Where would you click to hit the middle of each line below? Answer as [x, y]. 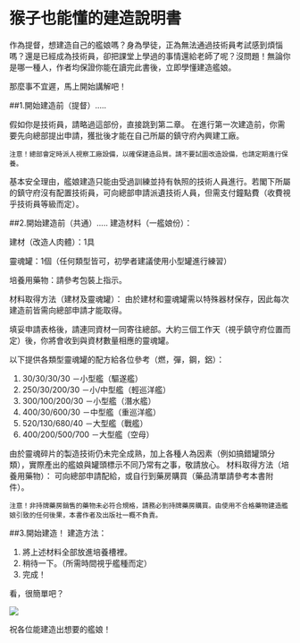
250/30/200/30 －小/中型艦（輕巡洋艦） [96, 390]
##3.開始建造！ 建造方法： [58, 533]
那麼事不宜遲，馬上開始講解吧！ [68, 86]
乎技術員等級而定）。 [46, 203]
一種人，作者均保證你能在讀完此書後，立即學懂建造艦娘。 [130, 67]
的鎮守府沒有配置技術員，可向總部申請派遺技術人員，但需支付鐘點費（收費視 [150, 193]
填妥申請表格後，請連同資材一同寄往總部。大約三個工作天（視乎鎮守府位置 [146, 329]
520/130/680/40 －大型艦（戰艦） [85, 423]
